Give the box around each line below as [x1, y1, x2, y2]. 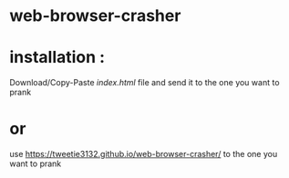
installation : [9, 47, 106, 68]
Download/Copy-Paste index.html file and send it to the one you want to [9, 77, 280, 88]
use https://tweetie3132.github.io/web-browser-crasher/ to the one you [9, 149, 278, 160]
